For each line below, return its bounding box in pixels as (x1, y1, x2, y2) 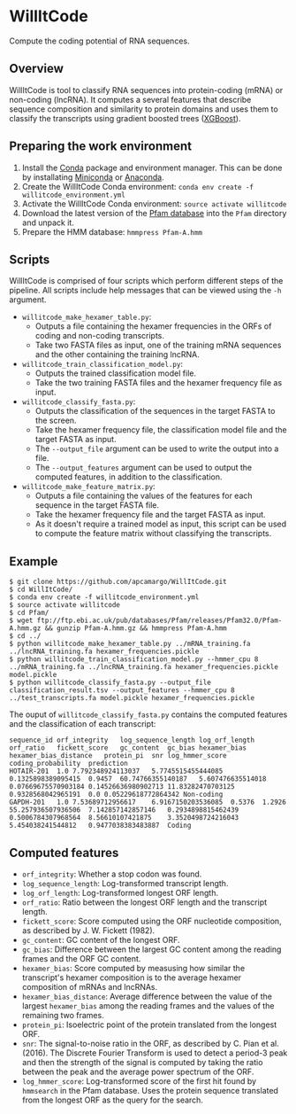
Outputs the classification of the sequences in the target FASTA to (34, 406, 276, 417)
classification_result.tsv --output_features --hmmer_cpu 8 (9, 686, 236, 695)
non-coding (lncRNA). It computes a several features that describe (9, 94, 252, 105)
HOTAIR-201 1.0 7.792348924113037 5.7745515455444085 (9, 767, 224, 776)
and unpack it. (21, 217, 75, 228)
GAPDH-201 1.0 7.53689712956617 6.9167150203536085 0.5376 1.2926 (9, 798, 287, 807)
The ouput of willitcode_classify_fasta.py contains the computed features (9, 709, 288, 720)
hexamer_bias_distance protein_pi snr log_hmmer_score (9, 752, 227, 760)
